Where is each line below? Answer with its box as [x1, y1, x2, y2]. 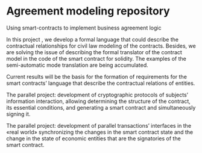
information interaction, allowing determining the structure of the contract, [6, 98, 191, 105]
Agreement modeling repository [6, 4, 170, 18]
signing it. [6, 110, 31, 117]
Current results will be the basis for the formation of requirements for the [6, 73, 187, 80]
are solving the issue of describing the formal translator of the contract [6, 48, 183, 55]
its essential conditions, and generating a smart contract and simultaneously [6, 104, 196, 111]
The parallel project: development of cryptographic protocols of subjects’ [6, 91, 189, 98]
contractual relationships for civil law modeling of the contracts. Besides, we [6, 42, 196, 49]
